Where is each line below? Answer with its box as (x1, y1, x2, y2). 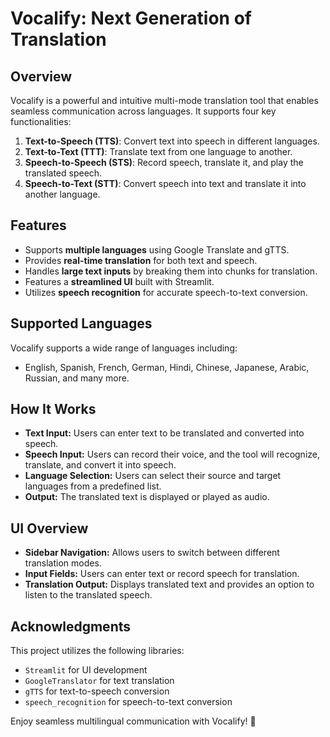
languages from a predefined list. (24, 480, 162, 492)
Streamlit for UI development (24, 664, 148, 676)
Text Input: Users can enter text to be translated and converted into (24, 427, 305, 439)
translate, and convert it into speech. (24, 459, 177, 471)
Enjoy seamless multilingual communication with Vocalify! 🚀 (10, 715, 257, 727)
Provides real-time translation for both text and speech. (24, 254, 258, 266)
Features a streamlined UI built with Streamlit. (24, 275, 215, 287)
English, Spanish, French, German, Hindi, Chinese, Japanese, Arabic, (24, 361, 310, 373)
